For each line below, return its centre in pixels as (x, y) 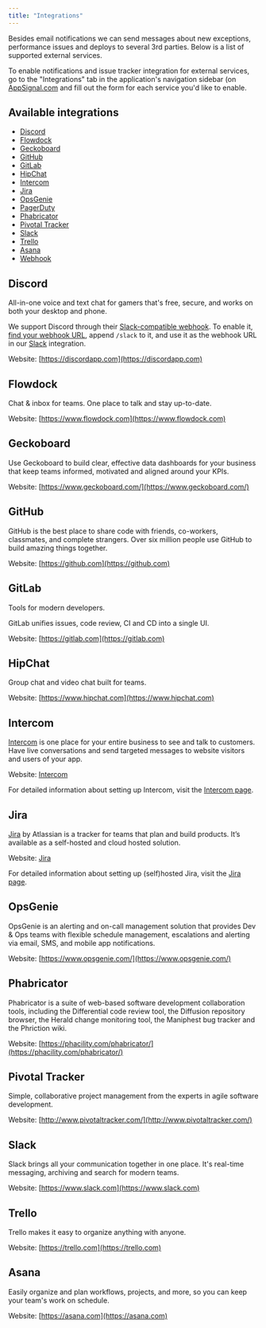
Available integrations (64, 113)
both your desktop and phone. (58, 311)
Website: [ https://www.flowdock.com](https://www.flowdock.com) (117, 419)
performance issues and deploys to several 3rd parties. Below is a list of (126, 47)
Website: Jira (30, 857)
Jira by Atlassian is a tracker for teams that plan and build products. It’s (124, 834)
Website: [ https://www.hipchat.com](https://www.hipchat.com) (111, 698)
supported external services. (56, 55)
